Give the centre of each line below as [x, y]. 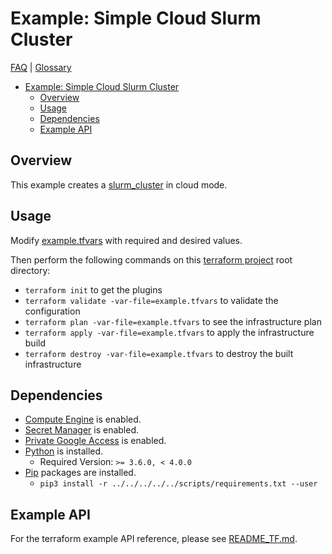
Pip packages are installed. [80, 473]
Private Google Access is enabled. [95, 441]
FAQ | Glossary [41, 67]
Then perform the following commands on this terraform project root [151, 259]
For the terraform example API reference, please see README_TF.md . [154, 539]
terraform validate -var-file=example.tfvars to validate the [151, 300]
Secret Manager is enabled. [82, 430]
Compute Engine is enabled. [83, 419]
